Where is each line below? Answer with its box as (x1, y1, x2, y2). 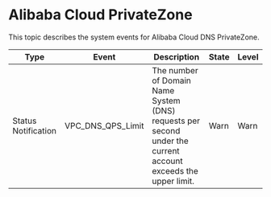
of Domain (152, 75, 191, 86)
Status (12, 115, 37, 126)
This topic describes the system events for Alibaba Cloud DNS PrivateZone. (8, 32, 260, 42)
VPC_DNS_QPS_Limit (64, 120, 144, 131)
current (152, 145, 180, 156)
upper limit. (152, 175, 195, 187)
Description (152, 51, 200, 62)
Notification (12, 125, 56, 136)
